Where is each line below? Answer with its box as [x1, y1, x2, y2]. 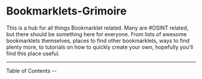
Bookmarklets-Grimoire [6, 4, 127, 18]
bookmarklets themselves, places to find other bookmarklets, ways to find [6, 37, 190, 44]
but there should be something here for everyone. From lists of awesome [6, 30, 187, 37]
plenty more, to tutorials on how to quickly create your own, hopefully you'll [6, 43, 194, 51]
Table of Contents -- [6, 67, 57, 74]
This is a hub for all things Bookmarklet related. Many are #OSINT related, [6, 24, 189, 31]
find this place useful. [6, 49, 60, 57]
